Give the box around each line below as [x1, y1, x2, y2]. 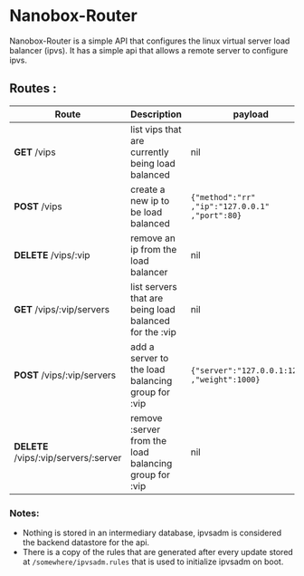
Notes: [9, 506, 40, 519]
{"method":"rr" [190, 192, 256, 202]
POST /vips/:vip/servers [14, 369, 116, 381]
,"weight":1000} [190, 374, 261, 385]
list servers [130, 280, 178, 293]
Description [130, 108, 183, 120]
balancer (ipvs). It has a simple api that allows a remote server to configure [9, 44, 289, 55]
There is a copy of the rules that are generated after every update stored [22, 547, 294, 558]
